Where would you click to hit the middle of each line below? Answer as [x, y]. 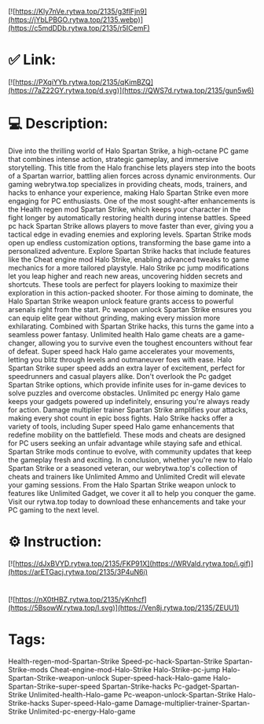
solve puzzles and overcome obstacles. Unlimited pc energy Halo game [124, 393]
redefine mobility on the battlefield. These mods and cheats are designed [127, 435]
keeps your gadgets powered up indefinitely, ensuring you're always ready [129, 401]
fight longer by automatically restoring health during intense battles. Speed [130, 217]
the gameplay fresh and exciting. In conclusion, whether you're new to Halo [130, 460]
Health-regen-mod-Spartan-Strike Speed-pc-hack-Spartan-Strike [115, 661]
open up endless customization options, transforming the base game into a [130, 242]
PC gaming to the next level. [54, 509]
